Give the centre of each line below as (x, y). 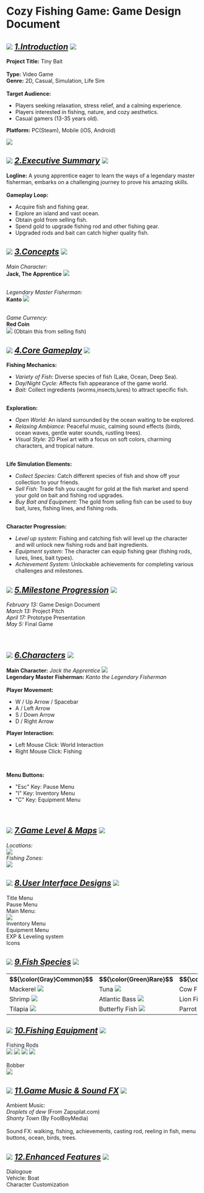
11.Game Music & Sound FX (67, 1090)
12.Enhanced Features (58, 1157)
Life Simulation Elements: (39, 464)
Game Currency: (27, 318)
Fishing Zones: (25, 858)
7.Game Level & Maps (56, 831)
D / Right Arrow (34, 721)
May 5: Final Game (30, 624)
